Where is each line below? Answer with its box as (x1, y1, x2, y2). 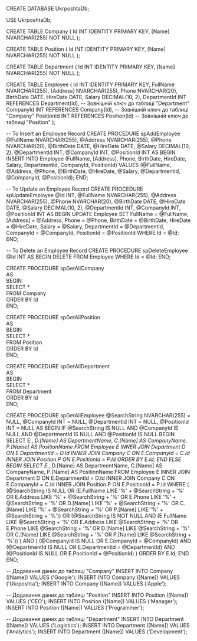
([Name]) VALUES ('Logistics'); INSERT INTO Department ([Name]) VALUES (6, 622, 190, 629)
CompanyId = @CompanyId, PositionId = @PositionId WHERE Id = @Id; (6, 230, 179, 236)
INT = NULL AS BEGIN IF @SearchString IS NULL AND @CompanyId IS (6, 424, 179, 431)
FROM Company (6, 290, 46, 297)
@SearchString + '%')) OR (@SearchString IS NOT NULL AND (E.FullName (6, 512, 187, 519)
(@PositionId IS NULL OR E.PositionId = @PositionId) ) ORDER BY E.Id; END (6, 550, 189, 557)
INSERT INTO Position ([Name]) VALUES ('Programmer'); (6, 604, 145, 611)
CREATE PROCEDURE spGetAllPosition (6, 314, 100, 320)
